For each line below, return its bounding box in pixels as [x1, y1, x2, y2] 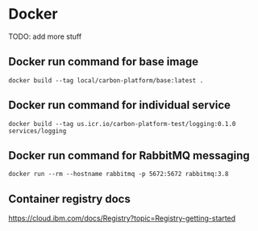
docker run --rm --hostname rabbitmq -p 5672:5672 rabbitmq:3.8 [8, 170, 229, 178]
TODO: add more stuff [8, 31, 82, 41]
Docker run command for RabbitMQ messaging [8, 149, 250, 162]
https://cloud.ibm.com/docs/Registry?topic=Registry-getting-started [8, 213, 236, 223]
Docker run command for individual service [8, 99, 231, 112]
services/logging [8, 127, 67, 135]
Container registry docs [8, 191, 131, 206]
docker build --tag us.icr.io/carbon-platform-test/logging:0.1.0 [8, 120, 236, 128]
